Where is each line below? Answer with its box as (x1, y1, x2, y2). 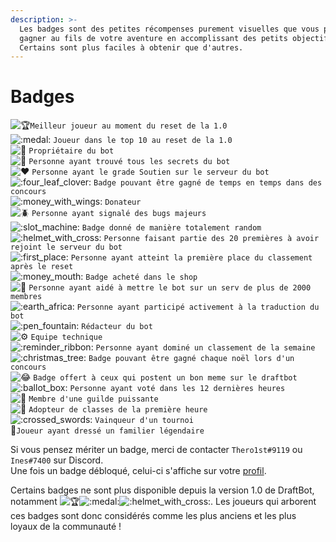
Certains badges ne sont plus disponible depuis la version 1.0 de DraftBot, (10, 484, 315, 496)
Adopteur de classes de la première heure (28, 405, 208, 415)
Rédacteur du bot (81, 322, 153, 332)
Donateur (104, 197, 142, 208)
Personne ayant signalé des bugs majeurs (31, 209, 207, 219)
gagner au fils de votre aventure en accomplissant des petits (19, 33, 288, 43)
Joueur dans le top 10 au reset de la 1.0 (53, 136, 233, 146)
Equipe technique (30, 332, 103, 343)
